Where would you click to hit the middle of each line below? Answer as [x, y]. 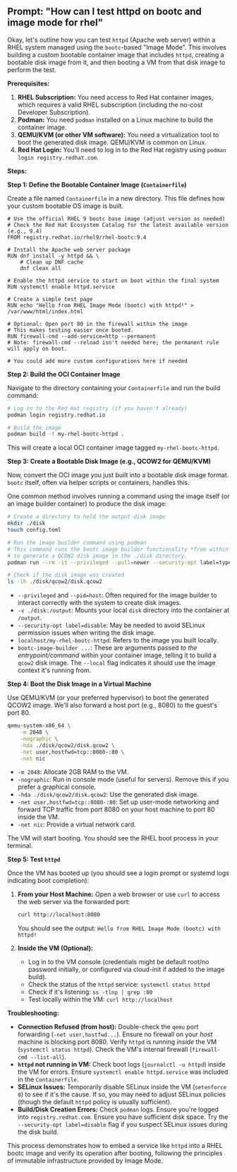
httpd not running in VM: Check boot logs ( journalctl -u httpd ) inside [121, 1065]
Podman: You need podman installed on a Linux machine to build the [115, 119]
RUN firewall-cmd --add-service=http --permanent [82, 336]
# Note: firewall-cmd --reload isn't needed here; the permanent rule [113, 342]
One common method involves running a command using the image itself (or [119, 496]
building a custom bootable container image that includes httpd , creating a [116, 54]
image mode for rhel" [55, 23]
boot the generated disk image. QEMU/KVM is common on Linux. [112, 142]
